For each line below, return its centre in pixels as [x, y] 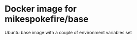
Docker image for [41, 9]
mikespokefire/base [47, 19]
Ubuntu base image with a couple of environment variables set [68, 32]
